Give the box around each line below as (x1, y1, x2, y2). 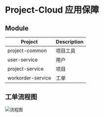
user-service (7, 56, 38, 63)
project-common (7, 47, 47, 54)
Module (5, 24, 29, 32)
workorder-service (7, 75, 52, 81)
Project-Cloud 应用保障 (5, 4, 99, 16)
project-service (7, 66, 44, 72)
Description (55, 38, 84, 45)
